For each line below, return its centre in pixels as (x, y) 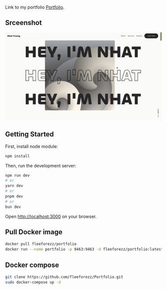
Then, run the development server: (41, 165)
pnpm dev (14, 196)
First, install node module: (32, 146)
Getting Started (30, 134)
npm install (17, 156)
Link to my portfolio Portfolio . (35, 7)
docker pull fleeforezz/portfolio (41, 244)
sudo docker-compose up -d (33, 282)
